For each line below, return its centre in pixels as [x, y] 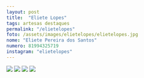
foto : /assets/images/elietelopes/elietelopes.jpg [72, 35]
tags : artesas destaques [38, 23]
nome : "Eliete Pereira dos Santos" [52, 40]
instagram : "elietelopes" [39, 52]
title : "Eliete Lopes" [37, 18]
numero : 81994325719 [33, 46]
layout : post [23, 12]
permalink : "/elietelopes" [41, 29]
